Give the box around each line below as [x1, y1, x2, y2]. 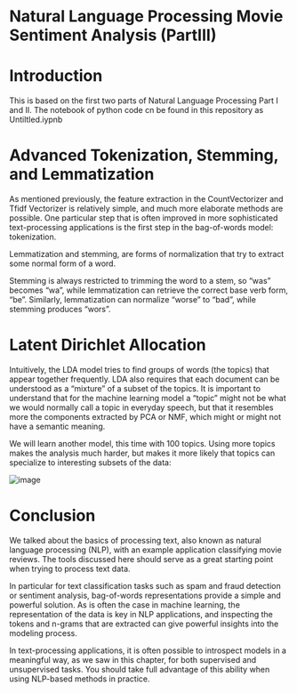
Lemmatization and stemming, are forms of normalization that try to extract [9, 249, 285, 260]
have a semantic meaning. [9, 421, 106, 431]
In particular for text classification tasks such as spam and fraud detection [9, 580, 282, 591]
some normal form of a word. [9, 258, 116, 269]
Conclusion [9, 505, 96, 526]
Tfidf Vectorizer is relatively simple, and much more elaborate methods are [9, 203, 284, 214]
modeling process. [9, 627, 77, 638]
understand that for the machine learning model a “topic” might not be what [9, 393, 286, 403]
